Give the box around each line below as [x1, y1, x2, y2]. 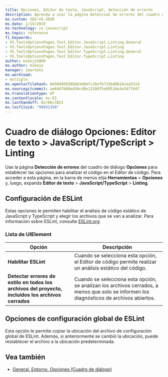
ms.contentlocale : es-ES [5, 95, 57, 100]
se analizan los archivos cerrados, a [74, 282, 158, 289]
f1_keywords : [5, 35, 32, 40]
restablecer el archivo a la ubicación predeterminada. [5, 338, 115, 345]
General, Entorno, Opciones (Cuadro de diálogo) [12, 366, 112, 372]
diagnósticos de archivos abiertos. [74, 295, 155, 302]
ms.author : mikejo [5, 63, 43, 68]
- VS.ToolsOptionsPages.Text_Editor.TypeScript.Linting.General [5, 49, 142, 54]
